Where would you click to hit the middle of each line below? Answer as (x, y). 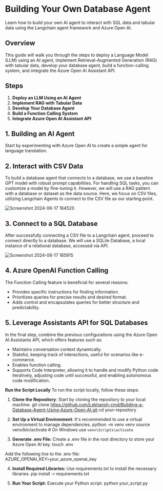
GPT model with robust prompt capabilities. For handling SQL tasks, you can (82, 183)
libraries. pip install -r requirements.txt (51, 473)
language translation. (26, 151)
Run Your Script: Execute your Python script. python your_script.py (80, 483)
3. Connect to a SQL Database (51, 223)
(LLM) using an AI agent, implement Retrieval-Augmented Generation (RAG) (81, 60)
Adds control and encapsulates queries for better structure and (76, 302)
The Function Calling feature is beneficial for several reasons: (67, 282)
